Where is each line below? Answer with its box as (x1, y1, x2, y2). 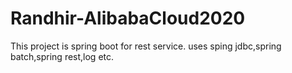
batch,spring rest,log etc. (10, 50, 115, 62)
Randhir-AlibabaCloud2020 (10, 7, 246, 30)
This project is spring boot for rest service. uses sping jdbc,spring (10, 40, 282, 52)
